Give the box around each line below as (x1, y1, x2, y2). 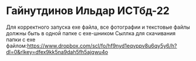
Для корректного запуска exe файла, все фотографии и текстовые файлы (6, 23, 191, 30)
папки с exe (6, 36, 36, 43)
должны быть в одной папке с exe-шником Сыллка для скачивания (6, 29, 176, 36)
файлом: (6, 42, 28, 49)
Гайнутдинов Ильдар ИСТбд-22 (6, 4, 170, 18)
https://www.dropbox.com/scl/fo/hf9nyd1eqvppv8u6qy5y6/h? (27, 42, 177, 49)
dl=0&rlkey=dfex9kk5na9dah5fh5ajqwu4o (6, 48, 109, 55)
